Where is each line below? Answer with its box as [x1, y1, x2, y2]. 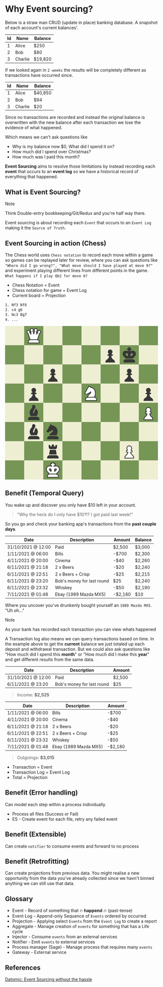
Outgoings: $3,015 [16, 755, 55, 760]
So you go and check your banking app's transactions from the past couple [5, 521, 157, 527]
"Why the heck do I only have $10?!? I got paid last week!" [16, 511, 133, 517]
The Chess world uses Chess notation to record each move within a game [5, 252, 153, 258]
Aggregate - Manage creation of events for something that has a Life [12, 924, 149, 929]
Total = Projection [12, 774, 48, 780]
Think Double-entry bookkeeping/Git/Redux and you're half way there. [5, 211, 146, 216]
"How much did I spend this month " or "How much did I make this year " [5, 651, 149, 657]
